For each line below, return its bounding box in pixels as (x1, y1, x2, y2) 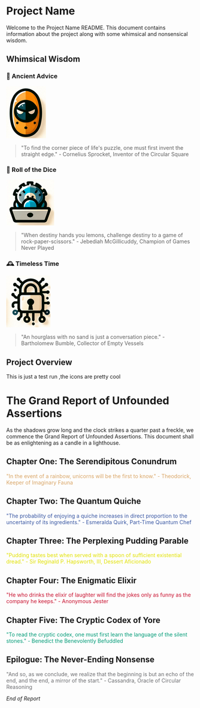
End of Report (6, 695, 41, 702)
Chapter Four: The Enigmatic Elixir (6, 575, 137, 585)
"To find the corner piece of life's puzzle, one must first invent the (20, 144, 184, 151)
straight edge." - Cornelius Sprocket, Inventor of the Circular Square (20, 150, 189, 158)
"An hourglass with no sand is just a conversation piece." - (20, 334, 165, 341)
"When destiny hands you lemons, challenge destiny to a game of (20, 231, 184, 238)
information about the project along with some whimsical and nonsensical (6, 30, 188, 37)
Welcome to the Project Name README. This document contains (6, 24, 166, 31)
